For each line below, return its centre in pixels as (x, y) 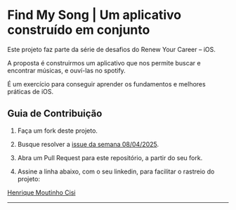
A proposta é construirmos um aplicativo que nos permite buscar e (104, 63)
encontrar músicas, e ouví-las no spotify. (67, 70)
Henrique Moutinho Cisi (41, 192)
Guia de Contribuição (55, 113)
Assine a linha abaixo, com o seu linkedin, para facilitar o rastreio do (116, 171)
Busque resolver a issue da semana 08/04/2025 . (88, 144)
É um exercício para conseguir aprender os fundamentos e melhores (106, 84)
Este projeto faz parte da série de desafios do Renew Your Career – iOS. (112, 49)
